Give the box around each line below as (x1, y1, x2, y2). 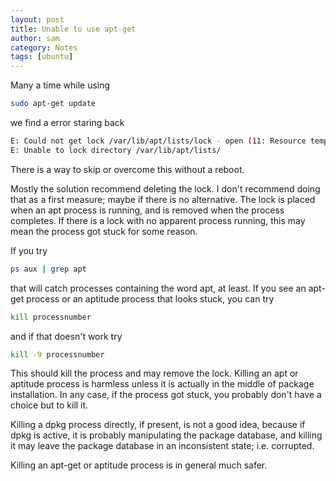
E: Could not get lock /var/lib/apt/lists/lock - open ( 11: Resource (10, 136, 307, 146)
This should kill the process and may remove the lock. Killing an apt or (10, 367, 299, 380)
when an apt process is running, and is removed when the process (10, 204, 285, 216)
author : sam (10, 33, 60, 43)
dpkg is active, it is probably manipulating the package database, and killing (10, 429, 323, 441)
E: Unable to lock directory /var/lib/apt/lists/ (10, 145, 222, 155)
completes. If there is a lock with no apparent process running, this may (10, 214, 306, 226)
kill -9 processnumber (10, 349, 105, 360)
